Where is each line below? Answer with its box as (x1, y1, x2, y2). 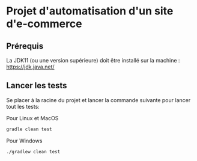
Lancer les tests (6, 80, 67, 91)
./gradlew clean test (6, 148, 61, 154)
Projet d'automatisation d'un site (6, 4, 174, 18)
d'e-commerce (6, 17, 82, 31)
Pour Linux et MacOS (6, 114, 59, 121)
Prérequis (6, 41, 44, 51)
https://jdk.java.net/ (6, 63, 55, 70)
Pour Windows (6, 137, 43, 144)
